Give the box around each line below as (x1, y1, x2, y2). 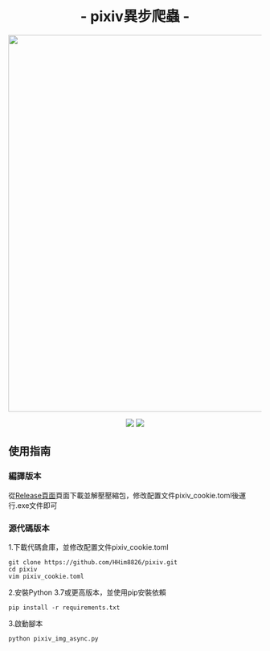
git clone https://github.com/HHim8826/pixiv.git (8, 558, 178, 567)
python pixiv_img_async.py (8, 634, 99, 643)
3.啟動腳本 (8, 618, 43, 628)
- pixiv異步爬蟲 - (80, 7, 190, 26)
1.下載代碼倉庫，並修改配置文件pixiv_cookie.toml (8, 542, 169, 551)
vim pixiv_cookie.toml (8, 572, 84, 580)
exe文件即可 (17, 500, 58, 510)
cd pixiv (8, 565, 38, 573)
